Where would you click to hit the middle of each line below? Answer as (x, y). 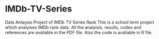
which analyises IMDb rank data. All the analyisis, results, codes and (73, 27)
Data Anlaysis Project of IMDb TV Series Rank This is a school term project (79, 22)
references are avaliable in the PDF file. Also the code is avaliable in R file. (79, 32)
